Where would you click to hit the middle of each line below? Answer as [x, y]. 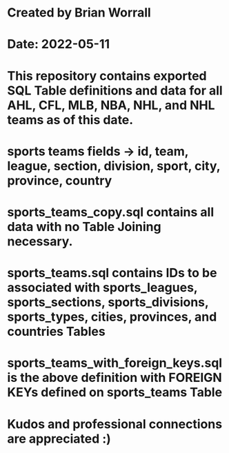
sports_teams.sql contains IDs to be [112, 273]
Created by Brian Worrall [79, 13]
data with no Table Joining [84, 226]
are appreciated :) [59, 439]
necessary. [40, 241]
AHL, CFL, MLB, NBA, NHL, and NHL [111, 105]
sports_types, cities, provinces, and [112, 317]
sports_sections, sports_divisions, [108, 302]
